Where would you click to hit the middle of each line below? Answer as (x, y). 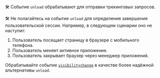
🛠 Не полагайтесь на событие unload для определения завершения (77, 18)
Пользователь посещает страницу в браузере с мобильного (76, 40)
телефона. (23, 45)
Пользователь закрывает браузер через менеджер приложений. (80, 56)
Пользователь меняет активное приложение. (60, 50)
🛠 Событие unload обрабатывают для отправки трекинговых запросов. (80, 7)
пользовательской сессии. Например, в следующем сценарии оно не (79, 25)
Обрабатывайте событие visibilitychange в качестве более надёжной (79, 65)
